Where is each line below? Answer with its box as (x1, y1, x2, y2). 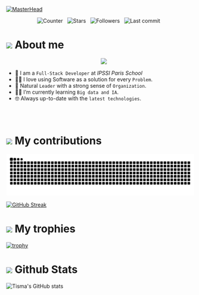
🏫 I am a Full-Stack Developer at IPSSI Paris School (14, 69, 143, 76)
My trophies (14, 222, 76, 235)
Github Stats (14, 263, 78, 276)
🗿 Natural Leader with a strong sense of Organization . (14, 82, 147, 89)
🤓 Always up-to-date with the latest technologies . (14, 94, 142, 102)
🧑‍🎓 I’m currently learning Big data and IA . (14, 88, 119, 96)
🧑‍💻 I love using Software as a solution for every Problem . (14, 75, 153, 83)
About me (14, 38, 64, 52)
